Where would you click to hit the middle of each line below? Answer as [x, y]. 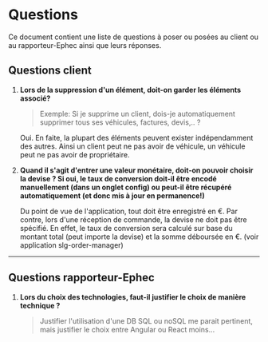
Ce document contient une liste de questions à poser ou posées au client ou [134, 37]
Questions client [50, 71]
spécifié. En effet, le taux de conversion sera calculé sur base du [126, 228]
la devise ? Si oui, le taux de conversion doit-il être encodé [118, 178]
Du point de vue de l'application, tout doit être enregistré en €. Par [128, 211]
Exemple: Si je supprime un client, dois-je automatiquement [137, 113]
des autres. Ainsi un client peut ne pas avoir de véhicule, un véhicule [132, 146]
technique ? [40, 305]
